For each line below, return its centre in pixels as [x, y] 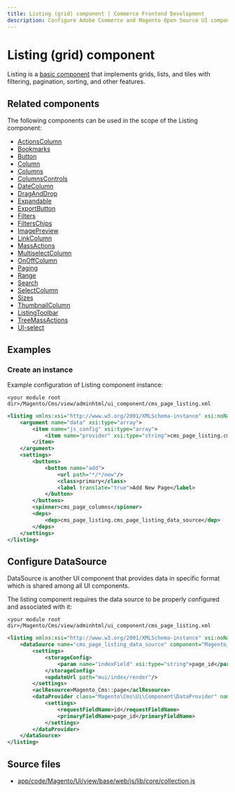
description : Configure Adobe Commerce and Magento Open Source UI [108, 20]
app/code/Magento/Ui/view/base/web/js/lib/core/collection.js [106, 781]
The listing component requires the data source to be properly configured [114, 599]
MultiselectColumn [44, 253]
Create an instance [40, 370]
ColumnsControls [42, 179]
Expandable [35, 201]
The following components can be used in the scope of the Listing [102, 120]
